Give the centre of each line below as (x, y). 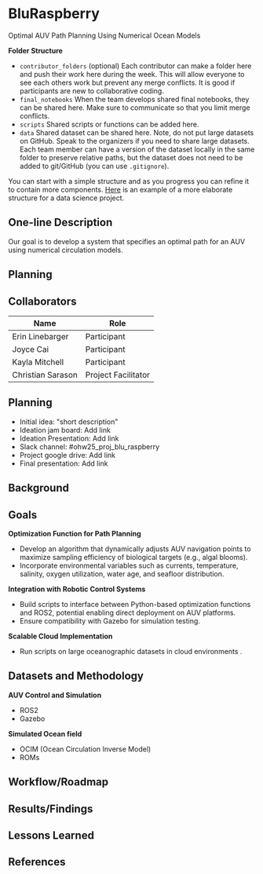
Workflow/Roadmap (58, 782)
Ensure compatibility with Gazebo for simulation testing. (110, 620)
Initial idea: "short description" (69, 422)
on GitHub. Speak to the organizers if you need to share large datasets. (134, 141)
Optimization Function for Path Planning (75, 533)
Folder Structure (35, 50)
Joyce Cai (31, 349)
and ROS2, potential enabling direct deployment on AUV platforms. (128, 613)
